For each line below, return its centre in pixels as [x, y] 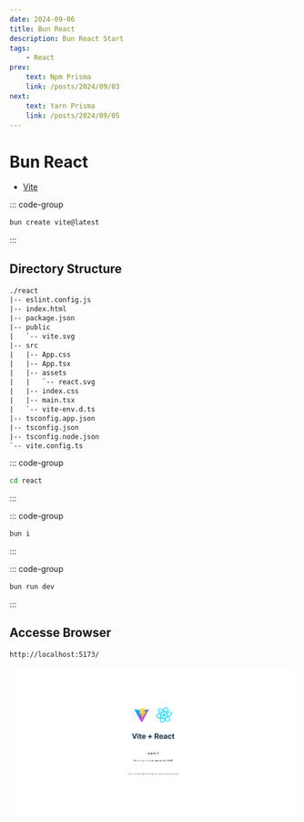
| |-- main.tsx [42, 401]
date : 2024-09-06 [42, 19]
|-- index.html [38, 309]
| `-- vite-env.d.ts [52, 410]
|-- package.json [42, 318]
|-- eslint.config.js [51, 300]
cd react [26, 481]
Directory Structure [66, 269]
